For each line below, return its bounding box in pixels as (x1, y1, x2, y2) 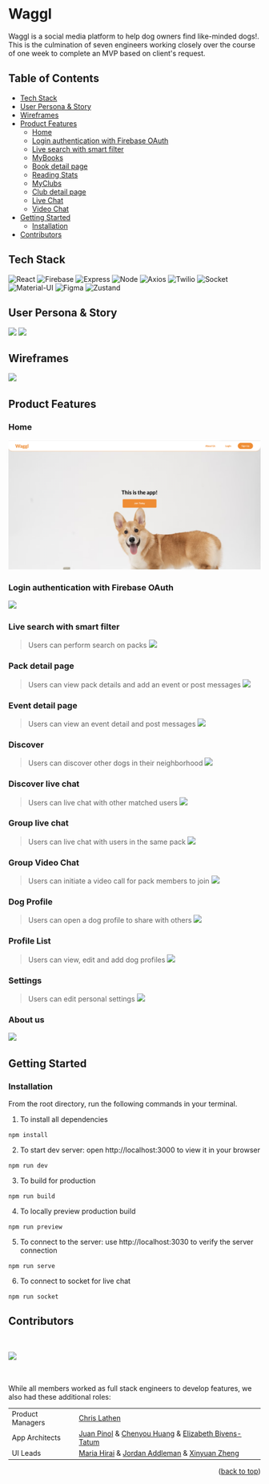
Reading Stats (31, 169, 78, 179)
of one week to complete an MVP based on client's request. (8, 48, 206, 58)
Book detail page (31, 161, 88, 171)
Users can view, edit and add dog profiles (27, 955, 166, 964)
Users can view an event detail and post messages (27, 719, 196, 728)
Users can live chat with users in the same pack (27, 837, 187, 846)
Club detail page (31, 186, 86, 197)
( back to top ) (218, 1466, 261, 1476)
